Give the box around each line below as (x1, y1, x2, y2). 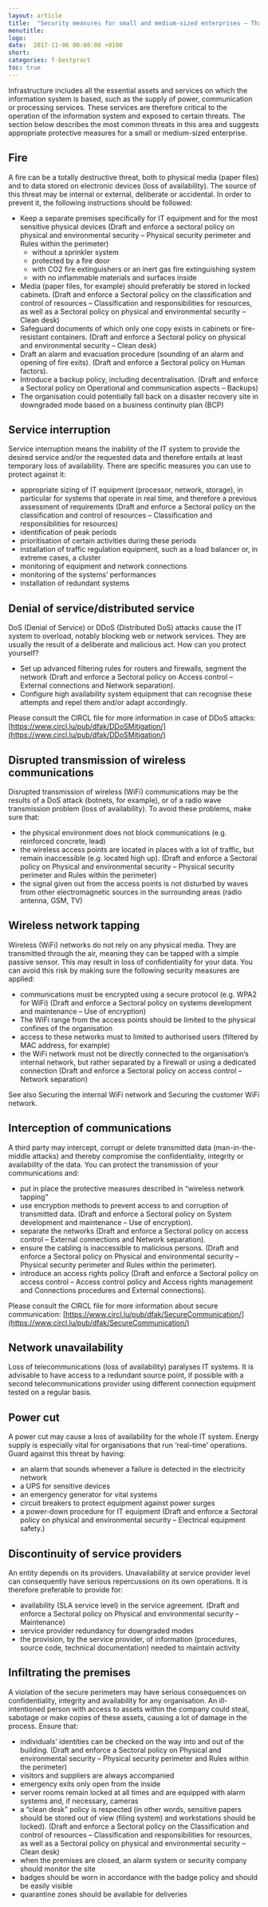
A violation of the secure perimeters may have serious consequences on (8, 1687, 247, 1697)
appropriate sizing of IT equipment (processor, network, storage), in (19, 485, 243, 495)
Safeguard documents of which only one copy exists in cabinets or (19, 323, 240, 333)
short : (8, 49, 30, 57)
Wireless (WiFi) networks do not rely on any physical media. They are (8, 940, 237, 950)
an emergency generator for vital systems (19, 1490, 158, 1500)
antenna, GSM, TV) (19, 896, 83, 905)
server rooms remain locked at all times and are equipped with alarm (19, 1787, 246, 1797)
